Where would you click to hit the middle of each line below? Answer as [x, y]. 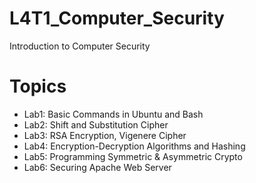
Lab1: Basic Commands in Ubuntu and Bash [113, 114]
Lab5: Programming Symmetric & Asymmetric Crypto [133, 156]
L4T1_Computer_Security [117, 18]
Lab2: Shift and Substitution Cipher [96, 124]
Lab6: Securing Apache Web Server [97, 167]
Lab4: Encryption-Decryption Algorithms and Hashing [134, 146]
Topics [38, 86]
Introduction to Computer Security [80, 46]
